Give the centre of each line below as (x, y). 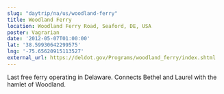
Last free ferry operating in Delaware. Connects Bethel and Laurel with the (112, 77)
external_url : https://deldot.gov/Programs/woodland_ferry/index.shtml (111, 58)
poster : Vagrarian (33, 32)
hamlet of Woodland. (37, 84)
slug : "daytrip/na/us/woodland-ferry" (62, 13)
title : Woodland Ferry (39, 20)
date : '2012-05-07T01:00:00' (49, 39)
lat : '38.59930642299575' (44, 45)
